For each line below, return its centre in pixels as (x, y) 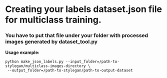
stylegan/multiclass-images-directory (45, 66)
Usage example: (22, 52)
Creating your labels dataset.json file (84, 9)
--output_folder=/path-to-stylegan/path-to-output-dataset (70, 70)
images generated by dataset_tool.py (51, 42)
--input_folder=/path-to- (93, 62)
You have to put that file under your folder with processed (77, 35)
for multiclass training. (53, 20)
